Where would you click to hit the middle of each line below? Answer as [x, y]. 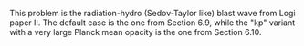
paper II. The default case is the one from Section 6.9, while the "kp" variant [152, 23]
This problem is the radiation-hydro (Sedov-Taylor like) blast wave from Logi [152, 13]
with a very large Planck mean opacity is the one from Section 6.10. [136, 32]
